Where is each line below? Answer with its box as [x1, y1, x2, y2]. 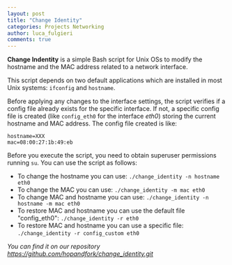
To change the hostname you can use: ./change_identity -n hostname [17, 172, 220, 181]
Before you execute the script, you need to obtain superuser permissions [7, 151, 217, 160]
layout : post [7, 10, 45, 17]
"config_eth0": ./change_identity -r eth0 [17, 214, 139, 222]
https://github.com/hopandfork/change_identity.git [7, 250, 153, 258]
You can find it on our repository [7, 242, 100, 251]
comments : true [7, 36, 52, 43]
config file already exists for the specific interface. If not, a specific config [7, 105, 219, 113]
